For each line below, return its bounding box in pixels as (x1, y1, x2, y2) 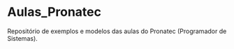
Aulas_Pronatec (7, 4, 101, 20)
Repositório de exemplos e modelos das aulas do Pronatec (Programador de (7, 27, 227, 35)
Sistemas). (7, 34, 38, 42)
